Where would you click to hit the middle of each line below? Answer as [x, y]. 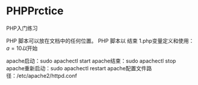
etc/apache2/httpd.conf [48, 75]
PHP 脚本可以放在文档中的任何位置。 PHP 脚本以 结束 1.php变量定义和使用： [100, 40]
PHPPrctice [35, 11]
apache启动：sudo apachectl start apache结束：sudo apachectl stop [91, 61]
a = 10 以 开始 [22, 48]
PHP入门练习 [22, 28]
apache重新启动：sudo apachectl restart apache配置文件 [77, 68]
